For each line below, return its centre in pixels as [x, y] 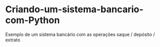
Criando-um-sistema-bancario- [75, 9]
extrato [13, 40]
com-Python [33, 20]
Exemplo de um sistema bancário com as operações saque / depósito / [80, 34]
